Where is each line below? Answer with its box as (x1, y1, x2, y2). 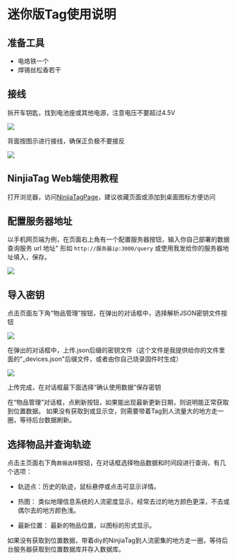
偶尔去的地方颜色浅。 (17, 506, 80, 515)
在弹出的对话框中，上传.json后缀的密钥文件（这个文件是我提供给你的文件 (7, 346, 219, 355)
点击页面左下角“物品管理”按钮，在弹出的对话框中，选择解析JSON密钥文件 (7, 309, 221, 318)
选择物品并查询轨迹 (7, 439, 91, 451)
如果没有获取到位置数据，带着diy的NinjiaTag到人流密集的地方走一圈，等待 (7, 536, 222, 544)
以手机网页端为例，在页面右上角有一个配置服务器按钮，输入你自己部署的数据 (7, 235, 230, 244)
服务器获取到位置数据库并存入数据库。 (13, 545, 125, 554)
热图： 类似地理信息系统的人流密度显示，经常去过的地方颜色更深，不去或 (17, 497, 230, 506)
